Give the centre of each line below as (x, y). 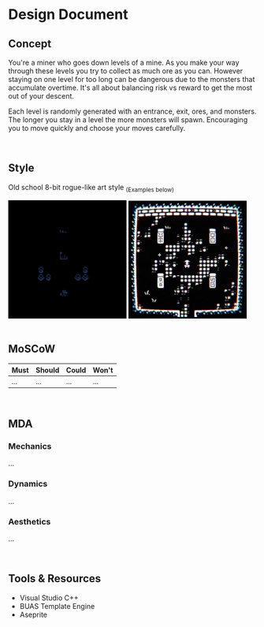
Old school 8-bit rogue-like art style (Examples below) (91, 188)
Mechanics (30, 446)
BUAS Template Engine (57, 606)
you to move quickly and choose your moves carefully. (97, 128)
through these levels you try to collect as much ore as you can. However (126, 71)
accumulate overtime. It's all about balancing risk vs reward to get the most (130, 88)
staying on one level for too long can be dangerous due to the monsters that (132, 79)
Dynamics (28, 484)
